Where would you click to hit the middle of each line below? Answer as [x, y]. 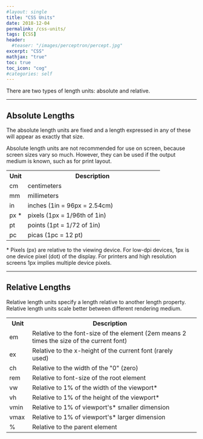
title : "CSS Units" [31, 18]
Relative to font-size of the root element [89, 377]
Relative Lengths [39, 288]
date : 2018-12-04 [28, 23]
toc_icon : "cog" [27, 68]
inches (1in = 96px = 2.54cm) [70, 206]
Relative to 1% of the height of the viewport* [96, 397]
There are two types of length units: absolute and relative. [78, 91]
